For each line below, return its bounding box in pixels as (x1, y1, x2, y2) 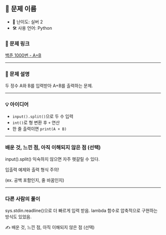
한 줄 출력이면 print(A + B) (12, 125, 67, 131)
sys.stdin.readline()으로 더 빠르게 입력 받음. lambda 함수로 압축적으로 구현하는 (5, 208, 158, 214)
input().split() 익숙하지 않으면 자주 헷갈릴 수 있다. (5, 156, 100, 162)
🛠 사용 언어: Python (12, 25, 52, 31)
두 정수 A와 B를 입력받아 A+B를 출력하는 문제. (5, 83, 93, 89)
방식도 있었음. (5, 214, 32, 220)
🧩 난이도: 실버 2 (12, 19, 43, 25)
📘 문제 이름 (5, 4, 37, 13)
